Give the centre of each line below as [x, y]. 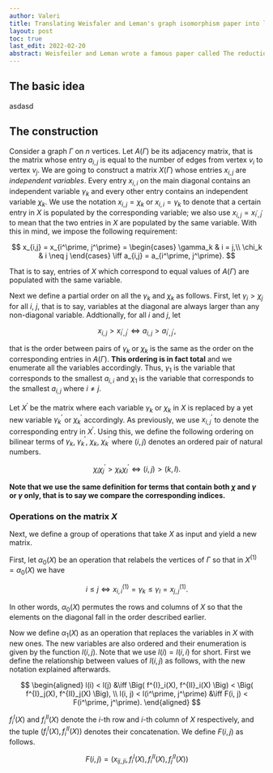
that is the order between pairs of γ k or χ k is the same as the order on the [132, 350]
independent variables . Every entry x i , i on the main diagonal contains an [130, 182]
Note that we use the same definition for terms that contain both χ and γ [133, 487]
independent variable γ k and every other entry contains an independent [129, 192]
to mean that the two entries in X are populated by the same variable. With [133, 223]
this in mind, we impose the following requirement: [93, 231]
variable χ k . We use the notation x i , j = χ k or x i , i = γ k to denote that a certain [135, 202]
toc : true [26, 39]
